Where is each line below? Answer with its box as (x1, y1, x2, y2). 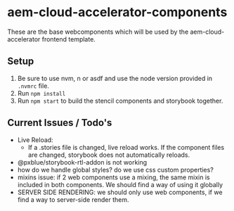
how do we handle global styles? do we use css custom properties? (17, 165, 214, 174)
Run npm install (17, 89, 66, 97)
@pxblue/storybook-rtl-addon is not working (17, 158, 148, 166)
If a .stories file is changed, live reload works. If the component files (27, 143, 225, 151)
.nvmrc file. (17, 82, 49, 90)
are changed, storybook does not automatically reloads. (27, 151, 190, 159)
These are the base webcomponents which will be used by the (7, 27, 189, 36)
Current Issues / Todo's (7, 117, 112, 129)
